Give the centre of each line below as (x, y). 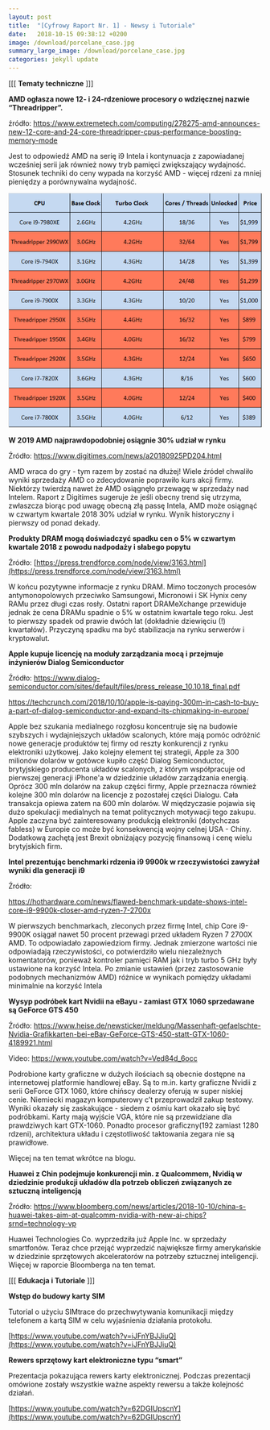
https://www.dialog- (67, 678)
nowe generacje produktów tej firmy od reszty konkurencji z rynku (119, 744)
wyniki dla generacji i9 (47, 871)
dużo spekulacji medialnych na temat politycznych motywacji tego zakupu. (132, 812)
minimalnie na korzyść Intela (55, 986)
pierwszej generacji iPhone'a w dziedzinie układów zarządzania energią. (129, 778)
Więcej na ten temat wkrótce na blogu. (72, 1158)
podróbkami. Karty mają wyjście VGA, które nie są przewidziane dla (120, 1117)
